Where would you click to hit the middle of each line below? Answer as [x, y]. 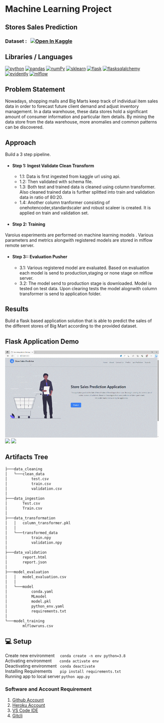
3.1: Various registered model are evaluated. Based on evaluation [84, 268]
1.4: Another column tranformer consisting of [64, 202]
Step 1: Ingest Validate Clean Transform [53, 166]
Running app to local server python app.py [48, 676]
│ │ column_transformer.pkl [38, 523]
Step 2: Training [29, 224]
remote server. [20, 246]
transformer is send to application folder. [60, 294]
